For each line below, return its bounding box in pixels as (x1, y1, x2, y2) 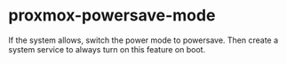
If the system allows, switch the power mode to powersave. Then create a (8, 35, 279, 45)
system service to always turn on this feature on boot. (8, 44, 206, 54)
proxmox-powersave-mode (8, 5, 216, 26)
